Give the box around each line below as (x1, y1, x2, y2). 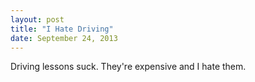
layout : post (10, 14, 65, 25)
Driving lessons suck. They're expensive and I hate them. (10, 61, 247, 73)
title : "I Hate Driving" (10, 24, 114, 34)
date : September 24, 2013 (10, 33, 118, 43)
